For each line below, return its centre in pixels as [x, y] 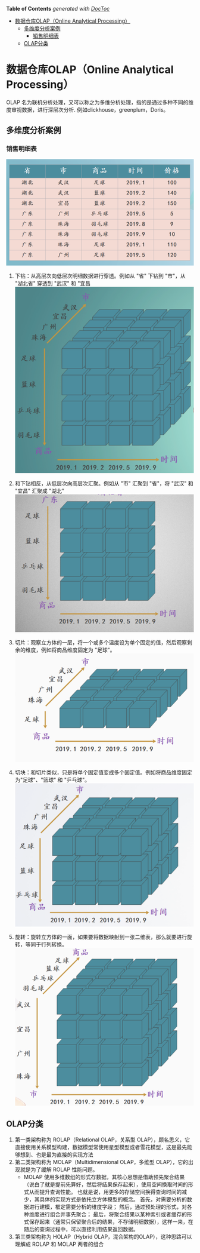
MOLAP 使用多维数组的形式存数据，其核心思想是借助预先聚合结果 [104, 1177]
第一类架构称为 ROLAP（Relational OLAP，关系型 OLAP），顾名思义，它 [102, 1140]
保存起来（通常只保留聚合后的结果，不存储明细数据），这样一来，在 [111, 1221]
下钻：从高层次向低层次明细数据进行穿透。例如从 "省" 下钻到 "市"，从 [100, 276]
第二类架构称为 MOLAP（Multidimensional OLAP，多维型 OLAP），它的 [101, 1162]
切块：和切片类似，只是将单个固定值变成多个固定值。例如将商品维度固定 [103, 772]
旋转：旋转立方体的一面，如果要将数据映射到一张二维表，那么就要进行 [101, 936]
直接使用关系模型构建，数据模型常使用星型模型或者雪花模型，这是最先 [101, 1147]
